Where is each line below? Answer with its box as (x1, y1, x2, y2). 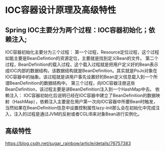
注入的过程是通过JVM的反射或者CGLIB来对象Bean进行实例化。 (13, 111, 142, 117)
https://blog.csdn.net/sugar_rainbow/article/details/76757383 (5, 140, 131, 146)
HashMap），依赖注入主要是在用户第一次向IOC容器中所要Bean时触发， (13, 99, 158, 104)
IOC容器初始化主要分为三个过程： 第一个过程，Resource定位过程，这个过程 (5, 49, 160, 55)
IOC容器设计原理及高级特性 (5, 4, 116, 16)
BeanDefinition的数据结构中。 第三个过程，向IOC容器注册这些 (9, 80, 135, 86)
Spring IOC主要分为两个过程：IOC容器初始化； (5, 26, 149, 34)
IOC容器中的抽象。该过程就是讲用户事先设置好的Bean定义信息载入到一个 (5, 74, 154, 80)
